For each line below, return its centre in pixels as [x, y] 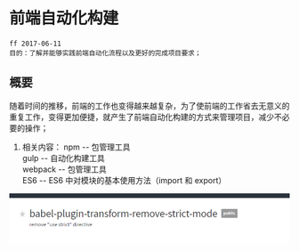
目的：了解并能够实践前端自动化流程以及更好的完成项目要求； [105, 53]
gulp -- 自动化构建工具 [63, 158]
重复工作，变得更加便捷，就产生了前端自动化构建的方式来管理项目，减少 [141, 117]
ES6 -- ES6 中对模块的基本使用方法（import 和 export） [124, 180]
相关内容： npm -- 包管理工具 [76, 147]
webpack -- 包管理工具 [64, 169]
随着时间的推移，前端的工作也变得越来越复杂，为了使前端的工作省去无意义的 [149, 105]
